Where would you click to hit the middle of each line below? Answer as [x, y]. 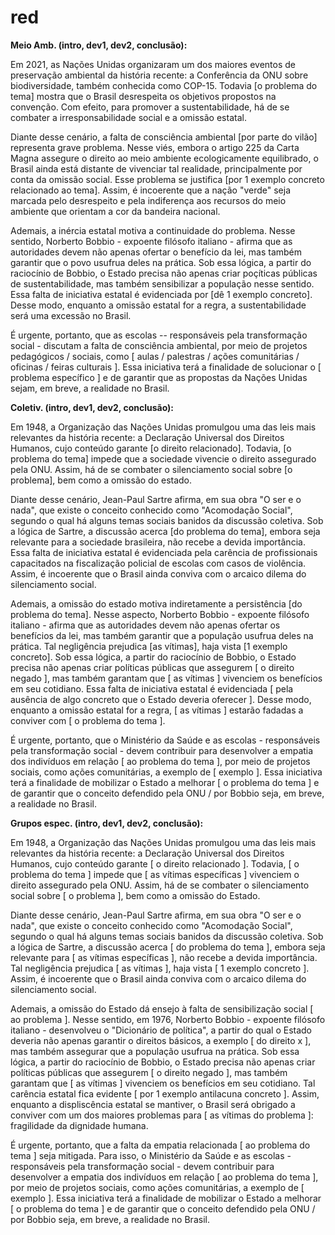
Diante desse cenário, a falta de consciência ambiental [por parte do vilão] [164, 137]
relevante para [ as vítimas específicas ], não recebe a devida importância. [164, 957]
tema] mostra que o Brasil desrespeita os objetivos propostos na [143, 96]
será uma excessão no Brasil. [71, 315]
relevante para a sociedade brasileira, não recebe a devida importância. [158, 542]
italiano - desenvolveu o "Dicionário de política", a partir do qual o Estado [161, 1030]
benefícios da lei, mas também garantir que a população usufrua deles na [162, 635]
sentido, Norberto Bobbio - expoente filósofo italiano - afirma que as [151, 241]
